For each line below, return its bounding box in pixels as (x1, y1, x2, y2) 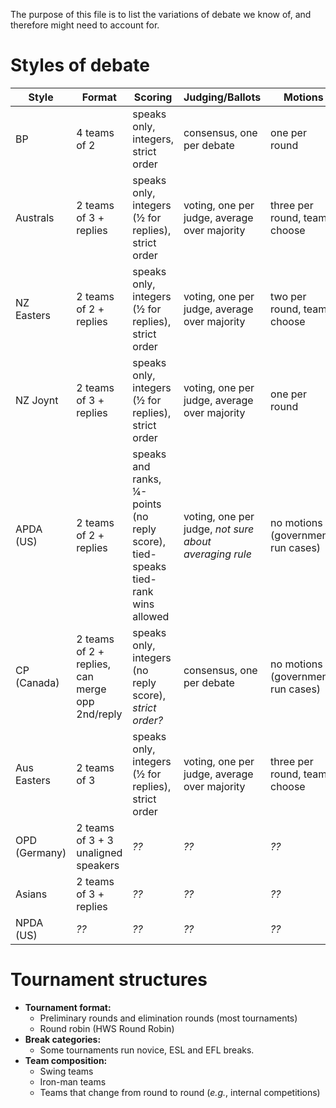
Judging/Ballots (183, 90, 262, 104)
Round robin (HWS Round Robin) (39, 1022, 175, 1034)
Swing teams (39, 1065, 94, 1077)
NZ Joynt (15, 393, 59, 407)
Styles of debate (10, 54, 150, 77)
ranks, (132, 472, 162, 486)
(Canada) (15, 675, 60, 689)
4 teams (76, 125, 115, 139)
